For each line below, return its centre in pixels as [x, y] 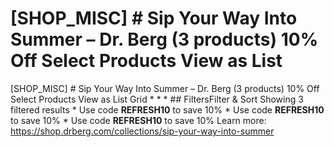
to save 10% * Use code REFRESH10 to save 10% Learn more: [138, 120]
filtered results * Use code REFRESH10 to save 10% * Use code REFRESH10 [167, 109]
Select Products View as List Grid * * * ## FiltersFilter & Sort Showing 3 [157, 99]
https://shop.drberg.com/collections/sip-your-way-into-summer [142, 131]
